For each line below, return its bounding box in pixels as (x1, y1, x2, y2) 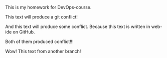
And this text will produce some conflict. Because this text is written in (5, 23, 150, 29)
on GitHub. (13, 29, 35, 34)
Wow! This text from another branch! (5, 48, 81, 54)
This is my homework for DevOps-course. (5, 4, 92, 10)
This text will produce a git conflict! (5, 14, 78, 19)
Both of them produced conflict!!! (5, 38, 74, 44)
